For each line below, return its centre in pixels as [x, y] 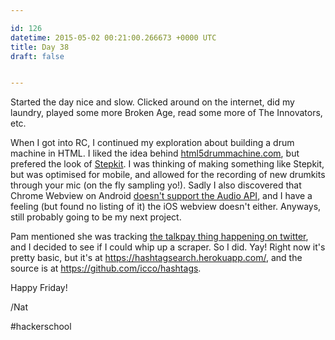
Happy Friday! [39, 288]
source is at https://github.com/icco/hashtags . [106, 268]
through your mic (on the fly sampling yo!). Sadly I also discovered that [156, 185]
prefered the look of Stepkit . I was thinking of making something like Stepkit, [167, 164]
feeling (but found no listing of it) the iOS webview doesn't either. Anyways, [166, 207]
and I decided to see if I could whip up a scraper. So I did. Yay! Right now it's [168, 247]
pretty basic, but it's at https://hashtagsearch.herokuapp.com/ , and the [156, 258]
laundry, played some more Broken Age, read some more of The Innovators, [166, 113]
